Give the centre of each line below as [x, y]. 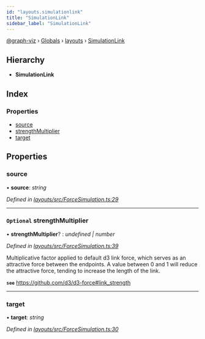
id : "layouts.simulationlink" [45, 12]
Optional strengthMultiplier [47, 221]
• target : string [25, 318]
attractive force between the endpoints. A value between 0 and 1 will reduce [102, 264]
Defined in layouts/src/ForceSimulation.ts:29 [63, 199]
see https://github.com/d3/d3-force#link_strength [69, 282]
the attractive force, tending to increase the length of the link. [83, 271]
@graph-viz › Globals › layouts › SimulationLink [66, 41]
